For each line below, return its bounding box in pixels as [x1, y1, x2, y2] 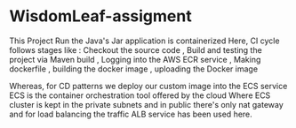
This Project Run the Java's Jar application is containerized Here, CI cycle [9, 35, 280, 46]
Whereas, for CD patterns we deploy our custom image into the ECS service [9, 80, 288, 91]
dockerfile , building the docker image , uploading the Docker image [9, 64, 259, 74]
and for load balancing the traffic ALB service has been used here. [9, 109, 253, 119]
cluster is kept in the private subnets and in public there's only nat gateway [9, 99, 284, 109]
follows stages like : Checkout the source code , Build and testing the [9, 44, 262, 55]
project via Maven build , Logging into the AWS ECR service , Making [9, 54, 261, 64]
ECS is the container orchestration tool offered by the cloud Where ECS [9, 90, 271, 101]
